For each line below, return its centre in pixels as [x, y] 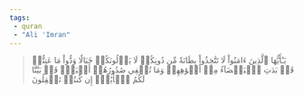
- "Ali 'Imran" [42, 34]
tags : [19, 18]
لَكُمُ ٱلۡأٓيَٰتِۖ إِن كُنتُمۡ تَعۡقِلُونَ [88, 80]
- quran [28, 26]
